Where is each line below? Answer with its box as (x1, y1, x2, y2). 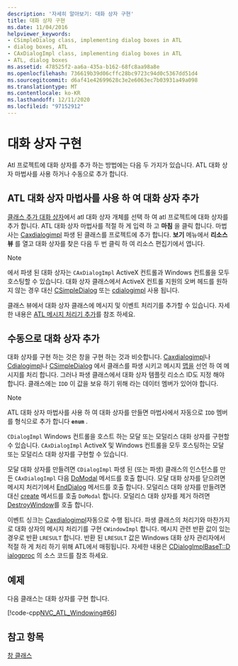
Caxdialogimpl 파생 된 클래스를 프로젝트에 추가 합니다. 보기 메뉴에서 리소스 (20, 230, 228, 239)
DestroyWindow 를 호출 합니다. (7, 500, 94, 509)
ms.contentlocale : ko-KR (7, 90, 81, 97)
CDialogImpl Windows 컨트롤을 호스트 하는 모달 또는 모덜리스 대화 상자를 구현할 (7, 432, 230, 441)
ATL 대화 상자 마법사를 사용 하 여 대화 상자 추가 (7, 193, 200, 205)
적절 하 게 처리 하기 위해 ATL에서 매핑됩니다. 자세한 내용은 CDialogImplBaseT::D (7, 542, 231, 551)
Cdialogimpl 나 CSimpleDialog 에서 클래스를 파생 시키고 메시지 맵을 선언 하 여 (7, 362, 222, 370)
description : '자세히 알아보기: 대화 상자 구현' (7, 10, 135, 18)
